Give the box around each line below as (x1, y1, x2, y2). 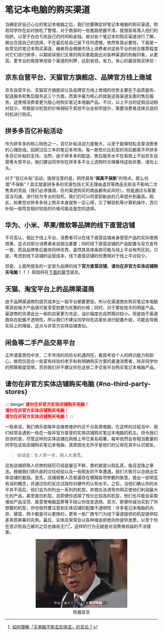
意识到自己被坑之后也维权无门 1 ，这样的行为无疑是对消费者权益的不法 (9, 522, 147, 529)
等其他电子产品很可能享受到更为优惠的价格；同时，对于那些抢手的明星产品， (5, 305, 158, 311)
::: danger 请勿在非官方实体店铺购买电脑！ (5, 401, 89, 407)
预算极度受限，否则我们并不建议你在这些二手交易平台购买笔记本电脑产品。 (9, 365, 158, 370)
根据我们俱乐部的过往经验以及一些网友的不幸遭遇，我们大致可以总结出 (13, 468, 154, 474)
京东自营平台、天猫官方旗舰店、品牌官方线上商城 (5, 73, 152, 81)
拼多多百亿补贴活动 (5, 127, 63, 135)
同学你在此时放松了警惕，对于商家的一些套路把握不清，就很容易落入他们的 (9, 27, 158, 33)
